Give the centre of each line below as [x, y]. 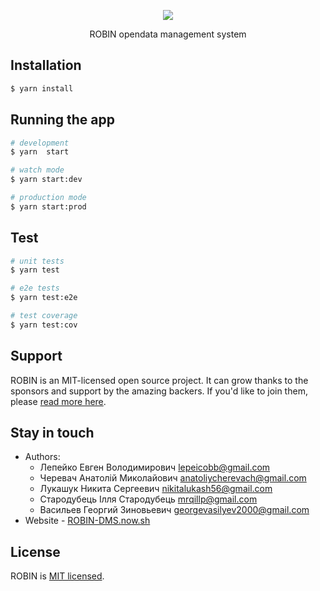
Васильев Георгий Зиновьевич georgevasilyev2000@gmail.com [174, 510]
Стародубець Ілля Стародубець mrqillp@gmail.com [148, 499]
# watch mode [37, 170]
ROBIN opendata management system [168, 34]
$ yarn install [42, 88]
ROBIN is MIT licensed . [57, 576]
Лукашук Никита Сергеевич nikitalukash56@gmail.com [156, 489]
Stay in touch [52, 433]
